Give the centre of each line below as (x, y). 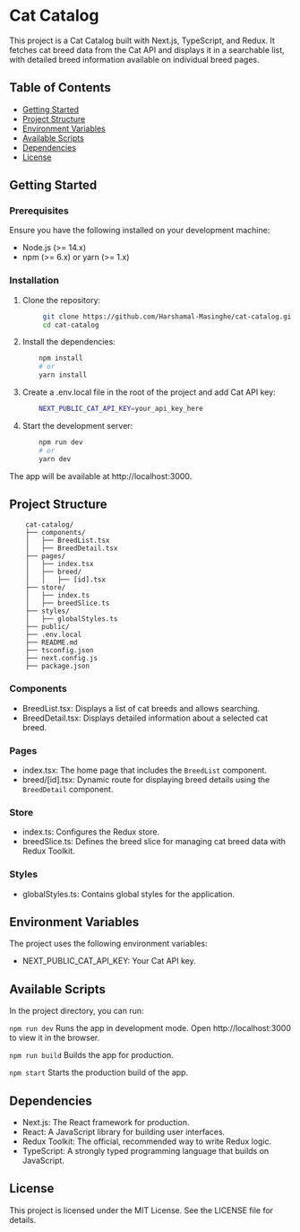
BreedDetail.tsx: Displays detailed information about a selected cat (145, 718)
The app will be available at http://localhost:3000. (101, 476)
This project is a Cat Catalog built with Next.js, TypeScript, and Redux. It (142, 40)
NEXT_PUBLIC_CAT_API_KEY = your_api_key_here (121, 409)
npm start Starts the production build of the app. (99, 1072)
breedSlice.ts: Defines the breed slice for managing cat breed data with (154, 842)
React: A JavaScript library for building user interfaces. (124, 1132)
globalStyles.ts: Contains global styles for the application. (129, 894)
